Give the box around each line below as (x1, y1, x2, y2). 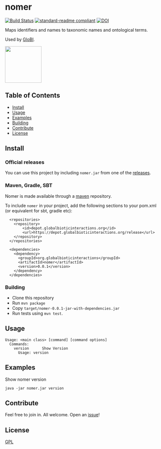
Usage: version (17, 350, 49, 355)
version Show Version (14, 346, 68, 351)
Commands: (9, 341, 29, 347)
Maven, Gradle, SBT (5, 182, 52, 189)
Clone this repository (12, 295, 54, 301)
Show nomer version (5, 376, 47, 382)
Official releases (5, 159, 45, 166)
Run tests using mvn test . (12, 311, 63, 317)
